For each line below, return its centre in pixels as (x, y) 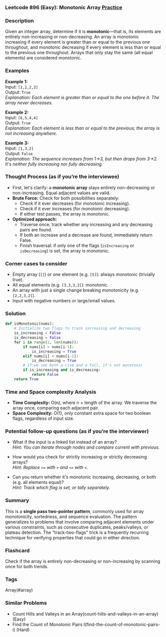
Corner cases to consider (36, 263)
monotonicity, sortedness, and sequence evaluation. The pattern (71, 517)
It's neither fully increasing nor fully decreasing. (54, 164)
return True (26, 379)
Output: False (19, 153)
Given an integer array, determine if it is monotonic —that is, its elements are (83, 32)
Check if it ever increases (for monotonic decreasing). (75, 208)
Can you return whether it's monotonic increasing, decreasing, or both (84, 477)
